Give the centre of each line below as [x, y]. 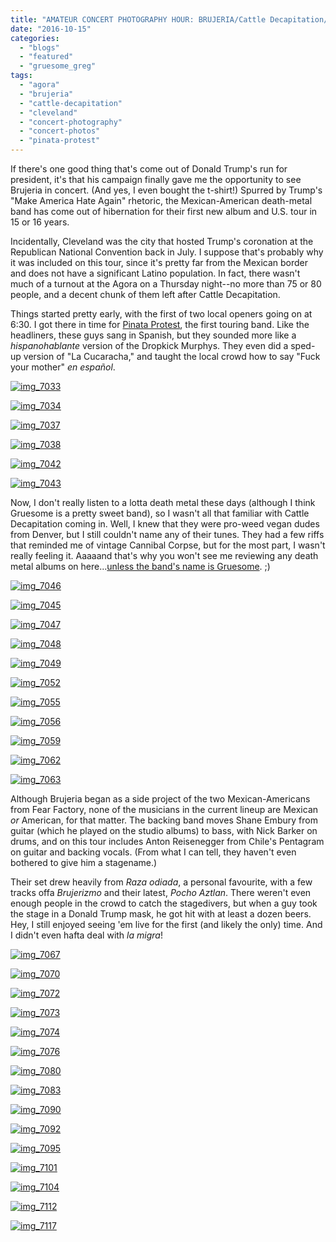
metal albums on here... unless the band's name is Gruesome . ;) [140, 566]
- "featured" [46, 57]
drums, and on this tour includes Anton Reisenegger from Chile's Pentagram [167, 841]
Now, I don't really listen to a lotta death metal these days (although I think [163, 502]
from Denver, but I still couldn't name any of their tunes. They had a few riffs [167, 534]
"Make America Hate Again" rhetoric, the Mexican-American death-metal [161, 200]
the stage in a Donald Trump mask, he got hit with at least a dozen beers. [161, 914]
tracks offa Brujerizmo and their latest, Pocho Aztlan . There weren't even [161, 892]
